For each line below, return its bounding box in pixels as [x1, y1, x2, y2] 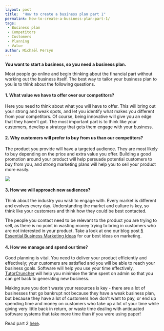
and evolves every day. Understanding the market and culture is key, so [5, 203, 149, 209]
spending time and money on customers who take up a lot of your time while [5, 301, 159, 307]
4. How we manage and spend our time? [5, 244, 88, 250]
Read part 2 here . [5, 320, 41, 327]
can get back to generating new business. [5, 276, 89, 282]
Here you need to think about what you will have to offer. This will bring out [5, 103, 156, 109]
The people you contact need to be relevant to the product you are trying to [5, 217, 157, 223]
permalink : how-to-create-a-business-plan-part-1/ [5, 16, 110, 21]
